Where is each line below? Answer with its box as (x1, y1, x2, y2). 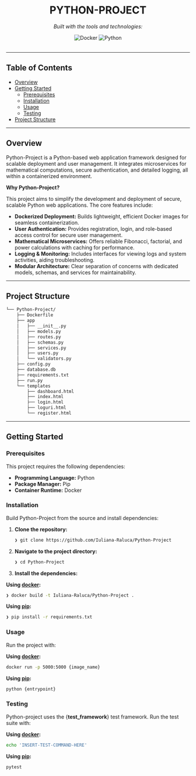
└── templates (16, 383, 51, 389)
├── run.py (16, 377, 43, 384)
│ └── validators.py (16, 355, 72, 362)
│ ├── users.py (16, 350, 59, 356)
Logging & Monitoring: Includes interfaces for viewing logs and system (14, 250, 187, 257)
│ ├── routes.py (16, 334, 61, 340)
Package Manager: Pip (14, 480, 71, 487)
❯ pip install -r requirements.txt (6, 614, 93, 620)
